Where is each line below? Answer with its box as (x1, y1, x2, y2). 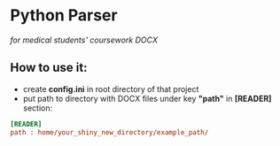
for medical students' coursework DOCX (10, 35, 159, 45)
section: (22, 103, 53, 113)
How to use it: (10, 60, 88, 75)
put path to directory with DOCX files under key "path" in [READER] (22, 93, 272, 104)
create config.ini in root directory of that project (22, 83, 199, 94)
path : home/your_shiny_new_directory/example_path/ (10, 127, 209, 137)
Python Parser (10, 5, 118, 26)
